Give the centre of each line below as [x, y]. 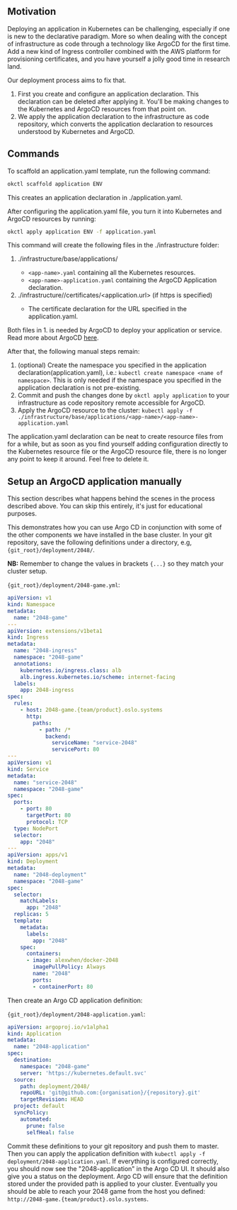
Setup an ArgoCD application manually [95, 481]
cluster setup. [27, 571]
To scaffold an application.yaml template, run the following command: [109, 171]
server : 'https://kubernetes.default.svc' [83, 1073]
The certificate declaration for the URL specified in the [108, 309]
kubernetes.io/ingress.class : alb [71, 670]
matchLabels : [39, 901]
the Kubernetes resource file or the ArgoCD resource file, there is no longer [117, 452]
